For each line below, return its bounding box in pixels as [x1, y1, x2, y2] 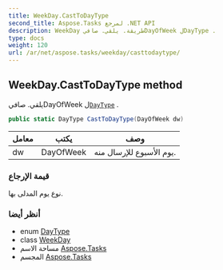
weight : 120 [8, 42, 48, 50]
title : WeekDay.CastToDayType [8, 11, 110, 20]
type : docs [8, 34, 45, 42]
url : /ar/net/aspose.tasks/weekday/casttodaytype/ [8, 49, 181, 57]
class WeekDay [19, 235, 71, 244]
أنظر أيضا [8, 208, 41, 220]
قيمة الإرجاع [8, 170, 50, 181]
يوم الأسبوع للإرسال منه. [94, 146, 177, 157]
